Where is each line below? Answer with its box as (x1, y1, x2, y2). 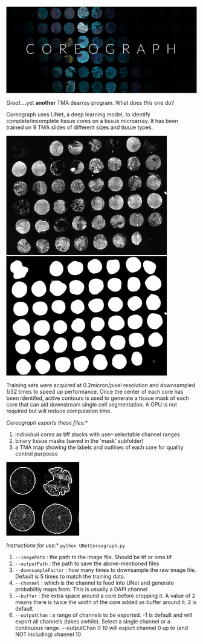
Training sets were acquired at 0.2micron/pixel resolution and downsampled (6, 381, 195, 388)
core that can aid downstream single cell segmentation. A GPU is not (6, 400, 177, 408)
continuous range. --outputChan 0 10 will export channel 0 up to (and (14, 624, 188, 631)
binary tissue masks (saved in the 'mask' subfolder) (14, 437, 144, 444)
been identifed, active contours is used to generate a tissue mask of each (6, 394, 189, 402)
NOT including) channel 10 (14, 631, 82, 638)
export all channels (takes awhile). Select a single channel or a (14, 617, 171, 625)
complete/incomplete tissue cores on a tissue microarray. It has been (6, 117, 178, 124)
